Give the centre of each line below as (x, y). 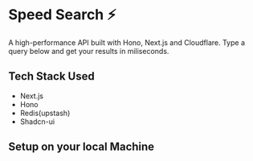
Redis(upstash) (45, 113)
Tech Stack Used (51, 76)
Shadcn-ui (37, 122)
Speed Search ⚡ (62, 15)
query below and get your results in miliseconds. (89, 51)
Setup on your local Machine (82, 147)
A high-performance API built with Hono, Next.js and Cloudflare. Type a (126, 42)
